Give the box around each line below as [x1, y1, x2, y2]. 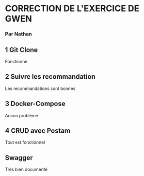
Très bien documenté [5, 166, 48, 173]
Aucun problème [5, 112, 38, 118]
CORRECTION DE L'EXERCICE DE [5, 3, 140, 14]
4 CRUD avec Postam [5, 126, 71, 135]
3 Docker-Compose [5, 100, 65, 108]
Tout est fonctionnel [5, 140, 45, 145]
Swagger [5, 154, 33, 162]
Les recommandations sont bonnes [5, 86, 76, 91]
